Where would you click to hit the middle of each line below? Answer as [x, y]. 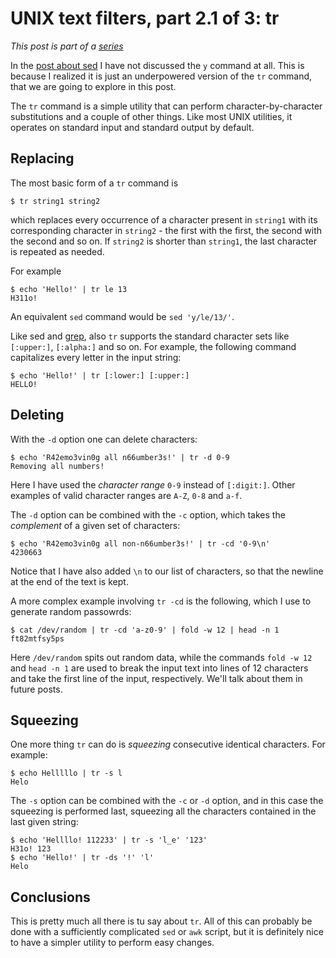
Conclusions [50, 897]
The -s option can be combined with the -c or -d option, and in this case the [167, 801]
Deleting [37, 415]
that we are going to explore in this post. [93, 86]
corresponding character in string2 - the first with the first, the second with [166, 230]
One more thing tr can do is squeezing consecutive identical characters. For [168, 744]
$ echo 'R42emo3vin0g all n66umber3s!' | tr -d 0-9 [120, 457]
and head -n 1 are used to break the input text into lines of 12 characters [159, 668]
